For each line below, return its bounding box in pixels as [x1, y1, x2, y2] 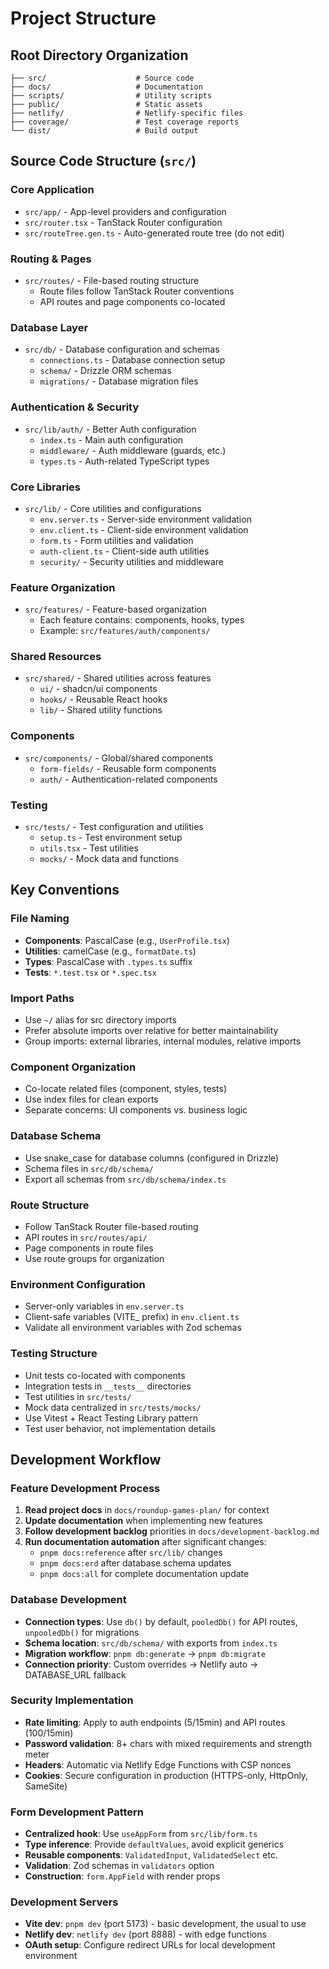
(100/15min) [24, 1727, 74, 1739]
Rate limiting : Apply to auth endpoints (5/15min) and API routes [24, 1716, 286, 1728]
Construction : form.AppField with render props [24, 1870, 221, 1882]
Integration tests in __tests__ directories [24, 1380, 192, 1392]
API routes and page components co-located [39, 295, 226, 307]
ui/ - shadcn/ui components [39, 683, 158, 695]
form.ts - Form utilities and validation [39, 534, 194, 546]
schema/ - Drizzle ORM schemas [39, 365, 172, 377]
